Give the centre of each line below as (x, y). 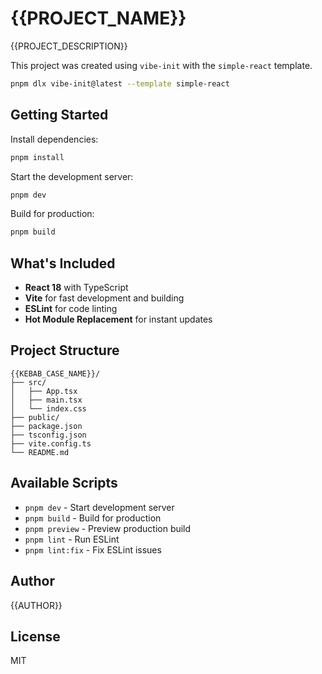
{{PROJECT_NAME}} (98, 18)
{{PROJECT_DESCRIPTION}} (69, 46)
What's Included (63, 263)
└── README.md (40, 452)
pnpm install (37, 157)
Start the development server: (72, 176)
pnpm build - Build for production (93, 518)
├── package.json (46, 426)
